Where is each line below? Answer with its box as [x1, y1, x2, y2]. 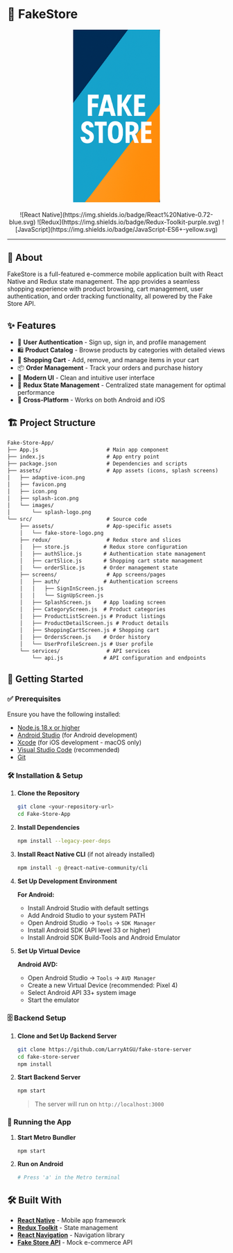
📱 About [7, 251, 43, 263]
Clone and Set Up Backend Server [17, 1032, 117, 1040]
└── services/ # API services [19, 648, 150, 655]
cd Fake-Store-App [17, 810, 71, 817]
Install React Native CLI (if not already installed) [17, 850, 155, 858]
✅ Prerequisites [7, 694, 61, 704]
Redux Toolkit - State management [17, 1224, 119, 1232]
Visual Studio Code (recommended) [17, 745, 120, 753]
